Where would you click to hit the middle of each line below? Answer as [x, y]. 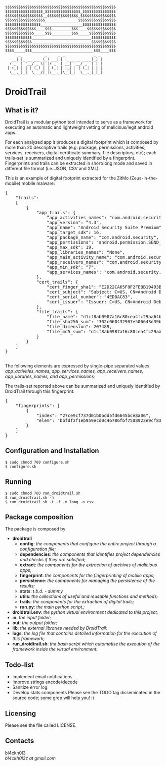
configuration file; [38, 549]
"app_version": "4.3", [74, 222]
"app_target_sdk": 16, [74, 232]
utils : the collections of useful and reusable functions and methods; [89, 596]
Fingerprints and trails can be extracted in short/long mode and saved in [79, 163]
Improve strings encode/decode [45, 682]
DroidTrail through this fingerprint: [40, 391]
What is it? [22, 110]
